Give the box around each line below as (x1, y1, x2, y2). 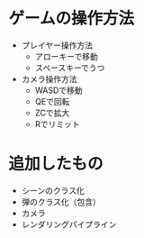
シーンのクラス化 (21, 185, 85, 196)
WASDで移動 (34, 85, 83, 96)
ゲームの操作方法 (8, 8, 135, 29)
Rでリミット (34, 118, 80, 129)
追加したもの (8, 154, 104, 174)
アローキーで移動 (34, 50, 98, 61)
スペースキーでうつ (34, 62, 105, 73)
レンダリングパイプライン (21, 218, 117, 230)
